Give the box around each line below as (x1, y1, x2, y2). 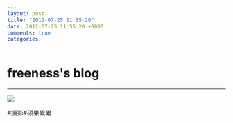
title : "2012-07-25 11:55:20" (7, 17, 95, 23)
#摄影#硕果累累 (7, 108, 52, 117)
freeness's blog (7, 66, 100, 82)
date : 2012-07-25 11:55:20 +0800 (7, 23, 104, 30)
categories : (7, 36, 42, 43)
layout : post (7, 10, 45, 17)
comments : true (7, 29, 51, 37)
